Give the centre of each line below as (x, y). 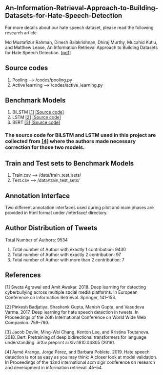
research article (21, 33)
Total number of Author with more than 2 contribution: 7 (68, 259)
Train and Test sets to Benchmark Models (70, 163)
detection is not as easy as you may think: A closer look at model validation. (81, 357)
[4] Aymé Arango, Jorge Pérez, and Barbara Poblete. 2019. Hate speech (77, 352)
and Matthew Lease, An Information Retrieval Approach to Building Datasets (81, 47)
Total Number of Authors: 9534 (37, 240)
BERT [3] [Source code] (36, 122)
